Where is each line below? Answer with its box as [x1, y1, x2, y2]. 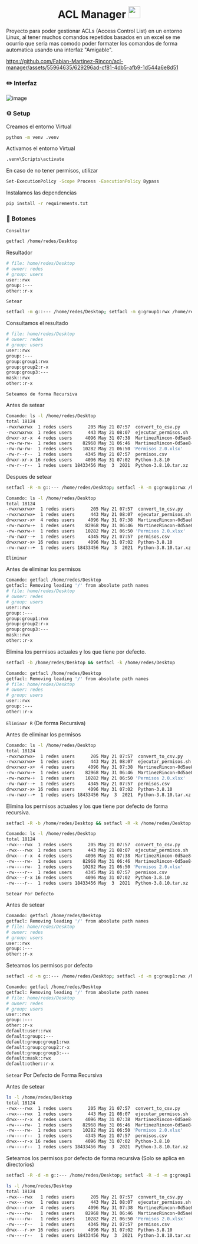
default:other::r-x [6, 1061, 54, 1067]
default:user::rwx [6, 1028, 51, 1034]
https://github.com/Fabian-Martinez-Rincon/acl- [6, 57, 124, 64]
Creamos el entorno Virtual [6, 123, 72, 130]
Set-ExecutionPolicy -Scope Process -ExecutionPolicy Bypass [6, 178, 160, 184]
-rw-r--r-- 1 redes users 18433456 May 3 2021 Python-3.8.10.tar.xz [6, 462, 189, 468]
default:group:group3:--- [6, 1050, 70, 1056]
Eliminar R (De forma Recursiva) [6, 719, 86, 726]
